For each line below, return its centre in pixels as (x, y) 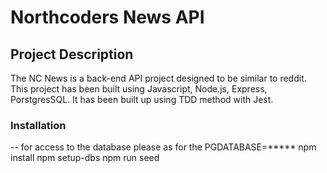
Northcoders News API (107, 17)
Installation (38, 125)
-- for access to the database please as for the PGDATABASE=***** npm (163, 147)
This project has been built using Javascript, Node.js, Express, (139, 89)
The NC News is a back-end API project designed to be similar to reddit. (158, 78)
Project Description (72, 54)
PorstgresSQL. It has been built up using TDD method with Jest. (142, 99)
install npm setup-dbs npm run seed (85, 158)
